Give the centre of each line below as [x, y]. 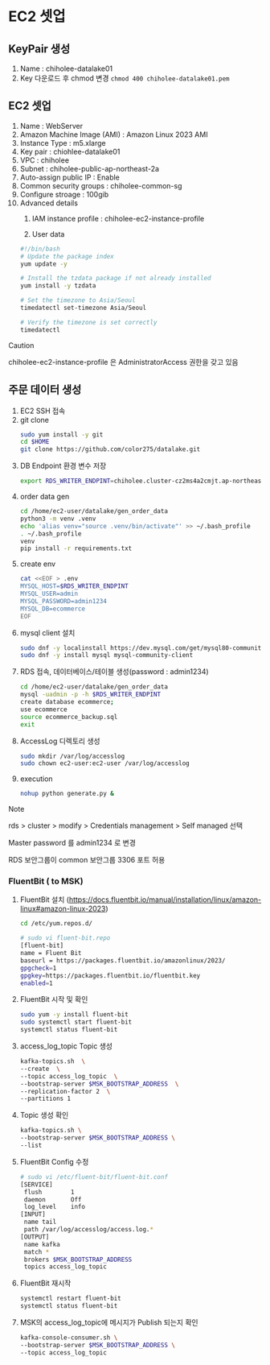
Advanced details [49, 203]
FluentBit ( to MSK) [46, 881]
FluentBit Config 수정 [54, 1161]
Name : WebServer [51, 126]
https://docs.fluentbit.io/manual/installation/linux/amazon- [165, 900]
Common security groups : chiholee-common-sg [101, 185]
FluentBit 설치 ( [45, 900]
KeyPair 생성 [39, 49]
